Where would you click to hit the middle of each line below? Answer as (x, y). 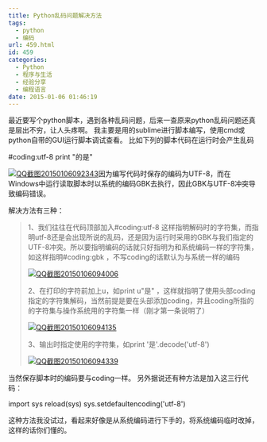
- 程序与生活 (34, 75)
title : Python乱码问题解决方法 (55, 15)
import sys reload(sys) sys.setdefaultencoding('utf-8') (97, 404)
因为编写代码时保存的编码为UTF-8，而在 (165, 174)
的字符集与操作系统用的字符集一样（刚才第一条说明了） (118, 311)
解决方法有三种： (36, 210)
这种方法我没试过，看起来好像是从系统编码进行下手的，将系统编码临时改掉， (133, 421)
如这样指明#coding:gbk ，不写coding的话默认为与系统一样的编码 (133, 257)
